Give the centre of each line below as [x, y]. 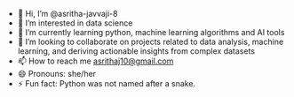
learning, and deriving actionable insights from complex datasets [136, 51]
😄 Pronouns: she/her [56, 74]
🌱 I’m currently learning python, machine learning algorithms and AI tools [151, 32]
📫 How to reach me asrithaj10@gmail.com [95, 61]
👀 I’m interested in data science [75, 23]
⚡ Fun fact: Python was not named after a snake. [107, 83]
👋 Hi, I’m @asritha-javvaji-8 [68, 14]
